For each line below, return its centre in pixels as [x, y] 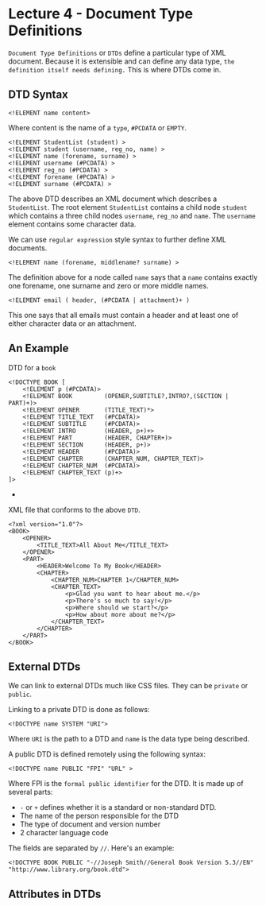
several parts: [31, 792]
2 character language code [64, 833]
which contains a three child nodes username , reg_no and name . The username [132, 215]
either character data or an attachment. [72, 323]
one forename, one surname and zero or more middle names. [108, 285]
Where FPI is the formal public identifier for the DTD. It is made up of [126, 784]
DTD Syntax [39, 95]
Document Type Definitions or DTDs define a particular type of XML [117, 52]
